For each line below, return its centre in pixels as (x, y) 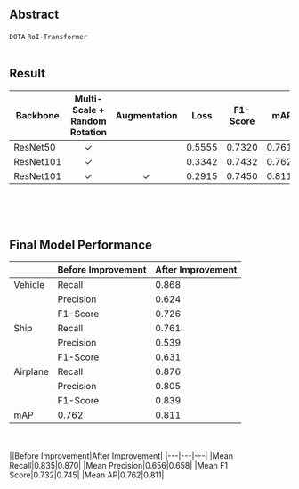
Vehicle (29, 285)
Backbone (37, 115)
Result (28, 73)
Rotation (88, 132)
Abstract (34, 15)
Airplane (31, 371)
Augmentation (146, 115)
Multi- (89, 99)
